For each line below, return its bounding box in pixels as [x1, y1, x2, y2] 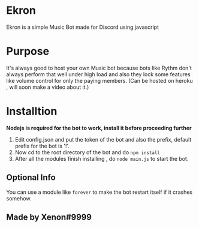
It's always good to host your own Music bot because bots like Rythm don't [6, 64, 192, 71]
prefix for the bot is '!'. [14, 142, 70, 149]
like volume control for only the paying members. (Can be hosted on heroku [6, 77, 193, 84]
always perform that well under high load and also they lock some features [6, 70, 191, 78]
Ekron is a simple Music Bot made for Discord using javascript [6, 23, 159, 31]
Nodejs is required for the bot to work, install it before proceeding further [6, 124, 192, 131]
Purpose [6, 44, 50, 58]
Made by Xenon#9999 [6, 212, 92, 223]
